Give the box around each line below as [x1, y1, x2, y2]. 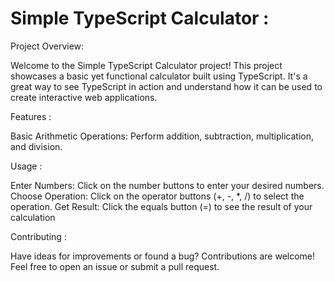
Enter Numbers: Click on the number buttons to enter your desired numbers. [10, 179, 325, 191]
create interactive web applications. [10, 91, 158, 103]
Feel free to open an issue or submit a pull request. [10, 260, 220, 272]
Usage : [10, 160, 43, 172]
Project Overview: [10, 40, 85, 52]
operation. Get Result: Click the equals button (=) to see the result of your [10, 200, 313, 212]
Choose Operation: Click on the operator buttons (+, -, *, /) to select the [10, 190, 305, 202]
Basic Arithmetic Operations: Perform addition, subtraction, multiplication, [10, 130, 315, 142]
